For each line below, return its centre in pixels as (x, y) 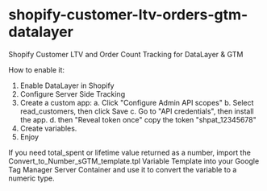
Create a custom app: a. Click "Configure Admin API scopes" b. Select (137, 102)
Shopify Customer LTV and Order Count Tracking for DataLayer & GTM (126, 54)
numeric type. (31, 178)
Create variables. (48, 128)
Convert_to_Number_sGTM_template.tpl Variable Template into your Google (134, 161)
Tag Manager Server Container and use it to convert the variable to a (123, 169)
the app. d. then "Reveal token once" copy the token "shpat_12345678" (138, 119)
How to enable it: (37, 69)
